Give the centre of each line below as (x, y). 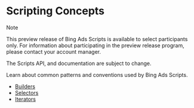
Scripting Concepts (56, 11)
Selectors (27, 92)
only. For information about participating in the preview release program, (95, 45)
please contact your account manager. (54, 51)
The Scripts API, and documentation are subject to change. (79, 63)
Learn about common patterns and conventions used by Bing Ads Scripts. (97, 75)
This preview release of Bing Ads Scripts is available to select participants (97, 39)
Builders (25, 86)
